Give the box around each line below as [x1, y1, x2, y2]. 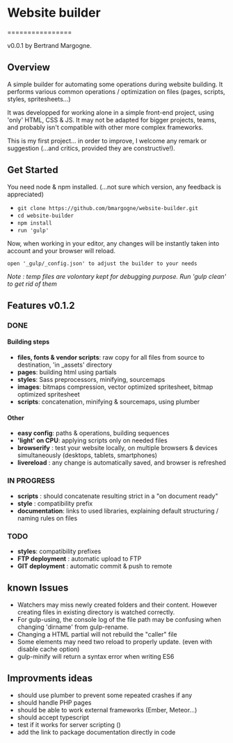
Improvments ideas [7, 673, 93, 685]
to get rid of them [7, 280, 58, 288]
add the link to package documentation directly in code [17, 728, 176, 736]
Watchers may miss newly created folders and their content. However [17, 600, 218, 609]
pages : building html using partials [17, 368, 117, 376]
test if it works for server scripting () [17, 720, 121, 728]
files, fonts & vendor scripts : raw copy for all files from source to [17, 353, 205, 362]
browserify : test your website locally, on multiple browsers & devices [17, 444, 218, 452]
